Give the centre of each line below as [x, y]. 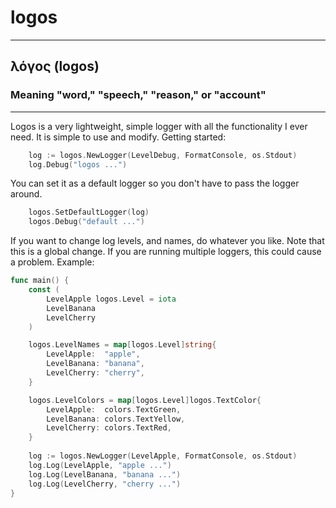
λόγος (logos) [55, 66]
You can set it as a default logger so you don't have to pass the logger [155, 183]
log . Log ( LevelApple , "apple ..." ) [100, 465]
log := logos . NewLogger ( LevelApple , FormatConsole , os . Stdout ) [163, 456]
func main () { [40, 281]
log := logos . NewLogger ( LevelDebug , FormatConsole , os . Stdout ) [163, 155]
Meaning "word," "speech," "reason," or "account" [138, 95]
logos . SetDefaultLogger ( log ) [89, 212]
